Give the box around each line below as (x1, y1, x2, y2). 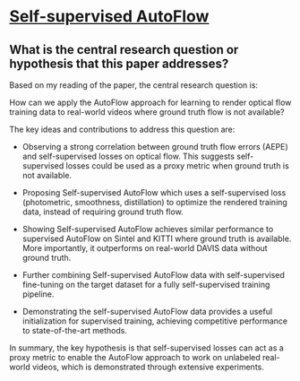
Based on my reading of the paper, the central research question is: (9, 80, 258, 91)
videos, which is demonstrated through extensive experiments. (31, 361, 264, 372)
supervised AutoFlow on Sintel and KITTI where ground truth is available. (21, 233, 292, 244)
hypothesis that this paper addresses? (9, 56, 229, 71)
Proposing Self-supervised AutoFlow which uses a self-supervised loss (21, 187, 287, 198)
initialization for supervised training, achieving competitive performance (21, 316, 288, 326)
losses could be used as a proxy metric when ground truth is (65, 160, 289, 171)
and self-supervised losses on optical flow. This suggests (21, 151, 236, 161)
